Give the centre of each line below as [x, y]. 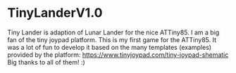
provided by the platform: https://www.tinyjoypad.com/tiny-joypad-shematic [118, 55]
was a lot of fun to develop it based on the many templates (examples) [110, 47]
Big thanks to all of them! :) [46, 62]
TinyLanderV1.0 [55, 13]
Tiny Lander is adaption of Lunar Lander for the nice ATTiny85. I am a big [113, 32]
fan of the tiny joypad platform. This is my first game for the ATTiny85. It [112, 39]
